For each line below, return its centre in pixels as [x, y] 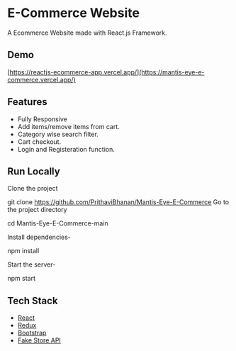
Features [27, 102]
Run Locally [34, 171]
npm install [23, 251]
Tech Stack [33, 300]
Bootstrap [32, 333]
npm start [22, 279]
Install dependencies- [39, 237]
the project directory [37, 210]
